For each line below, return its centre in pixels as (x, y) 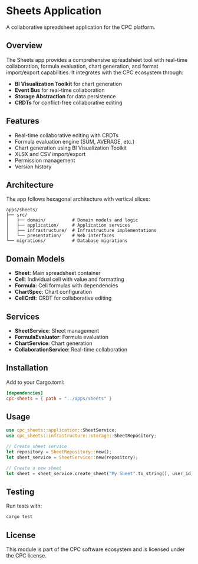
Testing (20, 492)
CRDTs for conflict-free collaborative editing (68, 102)
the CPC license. (27, 555)
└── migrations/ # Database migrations (67, 241)
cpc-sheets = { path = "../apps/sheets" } (59, 399)
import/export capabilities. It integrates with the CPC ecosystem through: (95, 72)
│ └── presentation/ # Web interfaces (60, 236)
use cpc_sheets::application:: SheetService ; (62, 430)
